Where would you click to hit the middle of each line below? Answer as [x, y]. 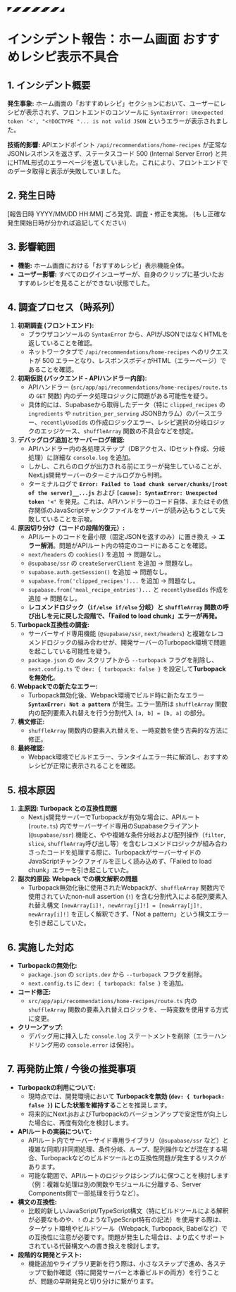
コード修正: [34, 992]
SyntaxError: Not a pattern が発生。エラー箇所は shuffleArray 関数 [128, 704]
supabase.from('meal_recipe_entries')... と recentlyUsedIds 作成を [128, 590]
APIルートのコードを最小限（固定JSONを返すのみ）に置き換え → [122, 537]
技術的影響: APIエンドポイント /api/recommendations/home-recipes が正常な [117, 145]
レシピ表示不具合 [69, 57]
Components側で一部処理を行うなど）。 [85, 1193]
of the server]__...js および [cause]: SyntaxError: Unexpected [123, 493]
